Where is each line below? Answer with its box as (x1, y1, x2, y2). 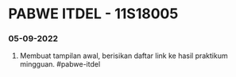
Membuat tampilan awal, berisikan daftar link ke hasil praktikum (19, 51, 228, 60)
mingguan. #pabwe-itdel (19, 60, 101, 69)
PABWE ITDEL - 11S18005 (8, 5, 179, 23)
